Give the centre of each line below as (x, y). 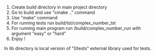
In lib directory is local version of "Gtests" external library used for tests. (78, 48)
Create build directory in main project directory (59, 7)
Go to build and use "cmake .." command (53, 12)
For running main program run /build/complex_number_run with (76, 28)
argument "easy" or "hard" (39, 33)
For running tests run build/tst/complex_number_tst (64, 23)
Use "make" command (34, 18)
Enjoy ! (18, 39)
